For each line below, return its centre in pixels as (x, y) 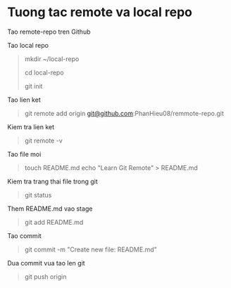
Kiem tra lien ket (31, 126)
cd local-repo (44, 72)
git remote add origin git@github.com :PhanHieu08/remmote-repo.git (124, 113)
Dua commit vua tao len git (46, 263)
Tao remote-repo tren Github (49, 32)
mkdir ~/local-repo (52, 59)
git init (33, 86)
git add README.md (54, 222)
